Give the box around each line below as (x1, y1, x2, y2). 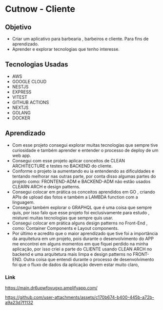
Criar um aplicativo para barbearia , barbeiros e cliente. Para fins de (12, 36, 149, 42)
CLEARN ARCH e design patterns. (12, 183, 81, 189)
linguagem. (12, 199, 35, 205)
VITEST (12, 94, 28, 100)
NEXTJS (12, 104, 29, 111)
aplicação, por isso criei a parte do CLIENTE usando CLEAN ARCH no (12, 246, 152, 252)
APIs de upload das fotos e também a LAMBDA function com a (12, 194, 138, 200)
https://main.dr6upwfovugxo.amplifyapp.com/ (5, 285, 98, 290)
